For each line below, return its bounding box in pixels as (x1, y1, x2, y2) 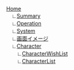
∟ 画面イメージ (11, 35, 49, 42)
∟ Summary (11, 12, 41, 19)
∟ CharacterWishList (16, 50, 68, 57)
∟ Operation (11, 20, 42, 27)
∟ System (11, 27, 35, 34)
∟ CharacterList (16, 57, 56, 65)
